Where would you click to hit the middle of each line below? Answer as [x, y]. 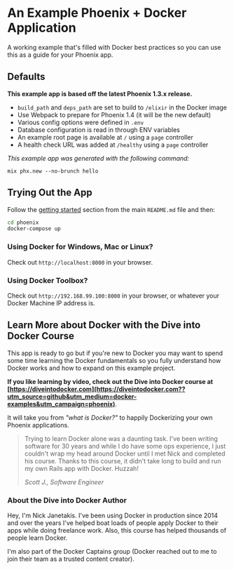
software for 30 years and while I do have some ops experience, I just [125, 446]
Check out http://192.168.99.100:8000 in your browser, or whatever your [113, 296]
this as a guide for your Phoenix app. [60, 55]
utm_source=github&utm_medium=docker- [72, 396]
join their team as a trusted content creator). [71, 559]
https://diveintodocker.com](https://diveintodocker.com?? [97, 389]
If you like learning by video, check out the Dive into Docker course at [110, 381]
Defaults [26, 77]
